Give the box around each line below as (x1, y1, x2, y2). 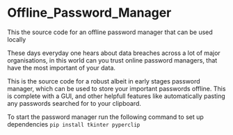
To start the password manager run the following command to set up (7, 113, 204, 121)
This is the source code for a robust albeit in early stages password (7, 77, 200, 85)
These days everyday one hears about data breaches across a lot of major (7, 49, 220, 57)
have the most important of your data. (7, 63, 116, 72)
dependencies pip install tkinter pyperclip (7, 120, 140, 128)
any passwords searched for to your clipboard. (7, 99, 141, 107)
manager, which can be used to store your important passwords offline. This (7, 84, 226, 93)
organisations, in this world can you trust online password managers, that (7, 56, 218, 64)
